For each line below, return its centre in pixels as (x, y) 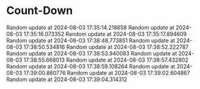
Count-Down (40, 11)
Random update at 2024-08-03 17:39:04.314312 (67, 79)
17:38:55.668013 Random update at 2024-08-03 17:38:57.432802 (106, 60)
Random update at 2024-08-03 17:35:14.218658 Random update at (91, 27)
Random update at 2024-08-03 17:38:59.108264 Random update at (91, 66)
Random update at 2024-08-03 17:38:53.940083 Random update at (92, 53)
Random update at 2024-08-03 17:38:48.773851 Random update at (91, 40)
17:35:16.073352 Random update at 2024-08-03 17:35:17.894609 (105, 34)
